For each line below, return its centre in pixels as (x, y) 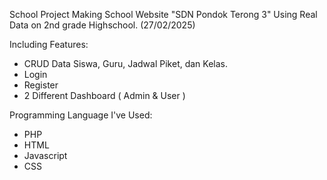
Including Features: (49, 44)
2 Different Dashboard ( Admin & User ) (104, 95)
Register (41, 85)
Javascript (45, 155)
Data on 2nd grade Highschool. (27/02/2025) (102, 25)
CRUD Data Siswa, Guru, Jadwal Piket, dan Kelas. (126, 63)
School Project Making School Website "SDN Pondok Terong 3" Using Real (163, 14)
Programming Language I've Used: (81, 115)
